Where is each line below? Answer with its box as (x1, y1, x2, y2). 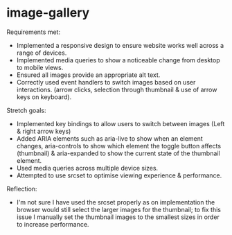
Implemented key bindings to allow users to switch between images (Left (16, 119, 225, 128)
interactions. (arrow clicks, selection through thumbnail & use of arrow (16, 85, 217, 94)
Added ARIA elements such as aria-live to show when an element (16, 134, 204, 143)
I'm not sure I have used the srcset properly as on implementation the (16, 198, 215, 206)
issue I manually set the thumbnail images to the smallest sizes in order (16, 213, 220, 221)
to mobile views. (16, 63, 64, 71)
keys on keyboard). (16, 92, 72, 101)
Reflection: (6, 184, 37, 193)
